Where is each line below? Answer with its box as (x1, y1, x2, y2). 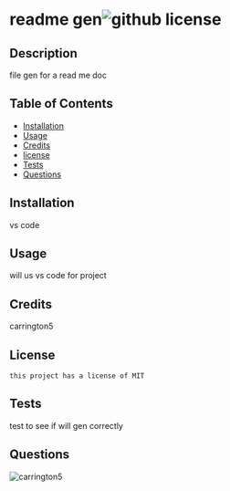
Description (9, 46, 78, 61)
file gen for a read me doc (9, 69, 108, 80)
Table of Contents (9, 96, 114, 111)
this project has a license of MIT (9, 371, 145, 381)
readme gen (9, 9, 103, 30)
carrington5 (9, 320, 54, 332)
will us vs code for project (9, 270, 107, 281)
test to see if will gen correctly (9, 420, 123, 431)
